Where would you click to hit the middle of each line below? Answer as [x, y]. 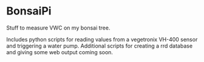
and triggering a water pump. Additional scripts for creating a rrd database [100, 46]
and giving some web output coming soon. [60, 52]
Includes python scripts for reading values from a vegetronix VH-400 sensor [102, 39]
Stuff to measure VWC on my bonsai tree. [58, 28]
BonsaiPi [29, 11]
